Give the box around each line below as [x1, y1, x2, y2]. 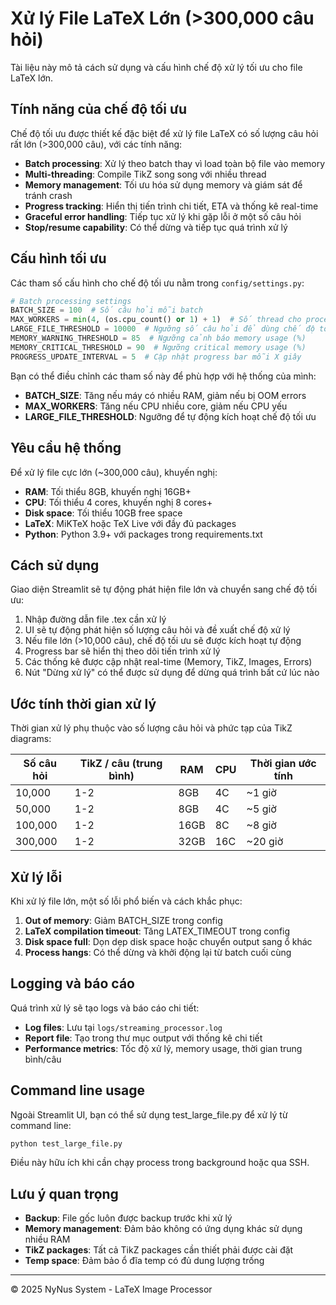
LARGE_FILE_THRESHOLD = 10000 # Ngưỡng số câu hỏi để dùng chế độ [10, 324, 315, 334]
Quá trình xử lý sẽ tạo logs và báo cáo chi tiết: [10, 1002, 200, 1014]
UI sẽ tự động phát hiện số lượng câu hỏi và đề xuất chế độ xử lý [24, 624, 291, 636]
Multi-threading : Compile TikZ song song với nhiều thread [24, 168, 267, 180]
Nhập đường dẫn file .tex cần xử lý [24, 613, 167, 626]
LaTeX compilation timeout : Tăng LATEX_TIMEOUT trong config [24, 925, 291, 937]
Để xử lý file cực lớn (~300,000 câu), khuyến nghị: [10, 466, 218, 478]
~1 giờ [246, 786, 277, 800]
